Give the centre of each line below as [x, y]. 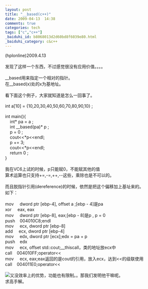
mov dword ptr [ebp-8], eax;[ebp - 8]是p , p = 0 [55, 215]
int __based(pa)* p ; [29, 127]
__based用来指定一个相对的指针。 [39, 78]
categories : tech [23, 28]
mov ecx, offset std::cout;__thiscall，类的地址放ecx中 [60, 247]
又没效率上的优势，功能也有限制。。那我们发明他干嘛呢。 [66, 275]
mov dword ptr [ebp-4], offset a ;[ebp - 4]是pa [54, 204]
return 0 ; [19, 153]
